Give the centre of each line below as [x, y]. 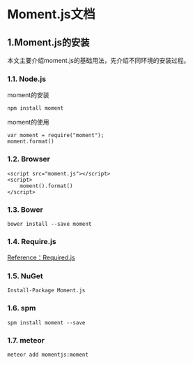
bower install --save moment [49, 224]
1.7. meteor [26, 340]
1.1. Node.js [27, 79]
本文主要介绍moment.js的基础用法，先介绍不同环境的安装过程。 [99, 60]
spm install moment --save [46, 322]
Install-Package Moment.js [46, 291]
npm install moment [36, 108]
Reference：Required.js [41, 258]
